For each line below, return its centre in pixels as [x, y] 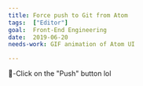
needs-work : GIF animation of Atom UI [71, 45]
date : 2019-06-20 [38, 37]
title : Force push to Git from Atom [68, 15]
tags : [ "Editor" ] [38, 23]
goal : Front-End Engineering [58, 30]
